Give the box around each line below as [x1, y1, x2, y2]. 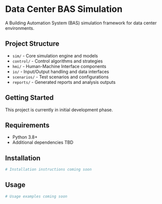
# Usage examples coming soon [5, 194, 68, 199]
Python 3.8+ [12, 134, 38, 140]
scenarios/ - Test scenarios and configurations [12, 73, 109, 80]
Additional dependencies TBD [12, 139, 73, 145]
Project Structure [5, 40, 59, 48]
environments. [5, 25, 35, 31]
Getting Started [5, 93, 54, 102]
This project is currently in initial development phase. [5, 107, 113, 113]
